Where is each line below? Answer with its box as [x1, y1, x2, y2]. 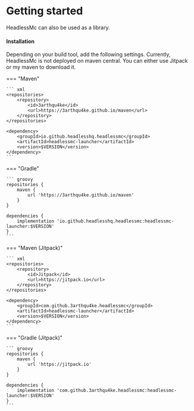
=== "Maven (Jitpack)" [6, 245, 63, 252]
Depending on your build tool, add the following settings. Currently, [6, 51, 171, 58]
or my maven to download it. [6, 64, 76, 71]
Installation [6, 38, 35, 45]
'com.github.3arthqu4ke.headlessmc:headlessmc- [57, 388, 177, 394]
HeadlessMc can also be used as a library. [6, 24, 110, 31]
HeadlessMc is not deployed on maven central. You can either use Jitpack [6, 57, 189, 64]
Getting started [6, 4, 83, 18]
